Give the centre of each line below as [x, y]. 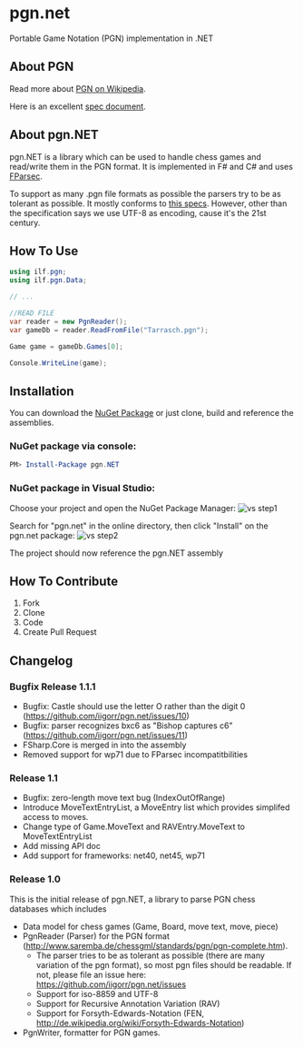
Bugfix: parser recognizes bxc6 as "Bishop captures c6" [127, 726]
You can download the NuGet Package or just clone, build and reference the [151, 413]
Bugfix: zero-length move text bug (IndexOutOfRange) [124, 798]
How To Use [44, 251]
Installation [42, 391]
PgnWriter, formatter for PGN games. [91, 1032]
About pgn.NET [54, 135]
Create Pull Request [59, 632]
